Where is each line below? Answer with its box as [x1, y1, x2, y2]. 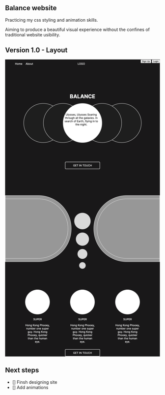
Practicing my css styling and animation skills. [5, 17, 98, 23]
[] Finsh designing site [12, 379, 57, 385]
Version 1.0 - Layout [5, 46, 68, 55]
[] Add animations [12, 384, 49, 390]
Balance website [5, 4, 57, 12]
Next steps [5, 366, 39, 374]
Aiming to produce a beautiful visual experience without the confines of [5, 27, 150, 32]
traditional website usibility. [5, 31, 60, 37]
